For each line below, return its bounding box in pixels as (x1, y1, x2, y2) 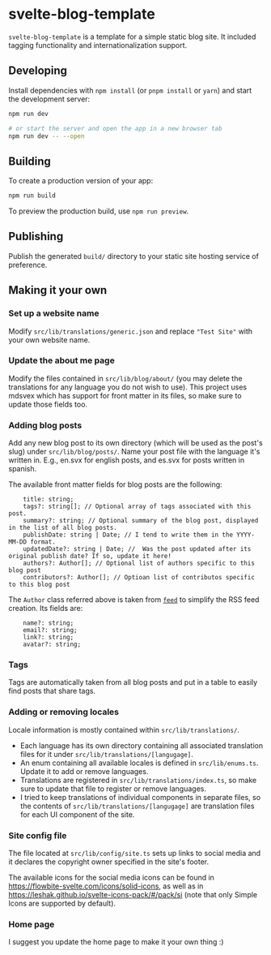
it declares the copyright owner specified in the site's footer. (8, 857, 209, 867)
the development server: (8, 94, 91, 104)
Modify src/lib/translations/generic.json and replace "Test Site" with (8, 326, 253, 336)
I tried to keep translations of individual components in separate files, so (19, 792, 261, 802)
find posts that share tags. (8, 686, 95, 696)
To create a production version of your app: (8, 176, 154, 186)
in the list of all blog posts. (8, 524, 117, 532)
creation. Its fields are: (8, 604, 83, 613)
